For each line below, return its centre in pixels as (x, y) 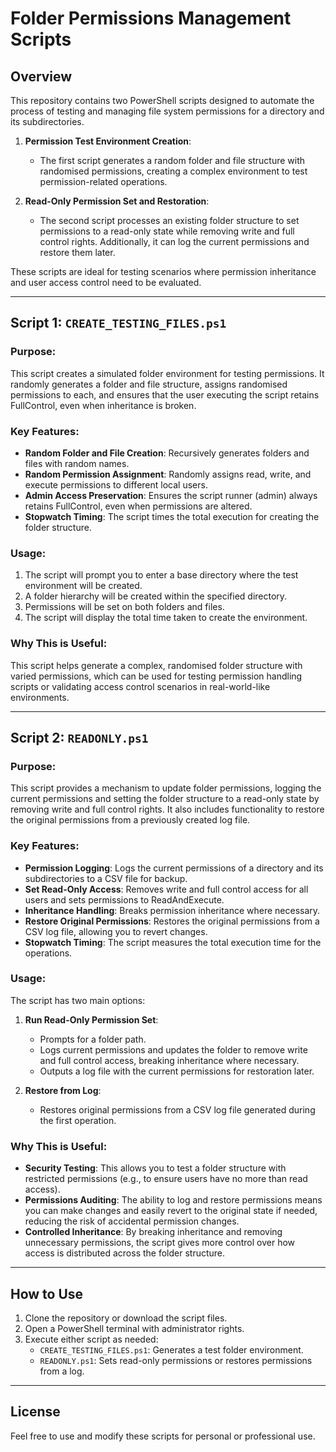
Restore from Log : (63, 1090)
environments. (40, 697)
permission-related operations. (103, 181)
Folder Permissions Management (151, 18)
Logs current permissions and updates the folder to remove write (173, 1049)
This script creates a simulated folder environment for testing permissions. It (167, 373)
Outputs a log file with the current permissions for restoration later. (177, 1071)
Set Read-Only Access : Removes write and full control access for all (166, 889)
